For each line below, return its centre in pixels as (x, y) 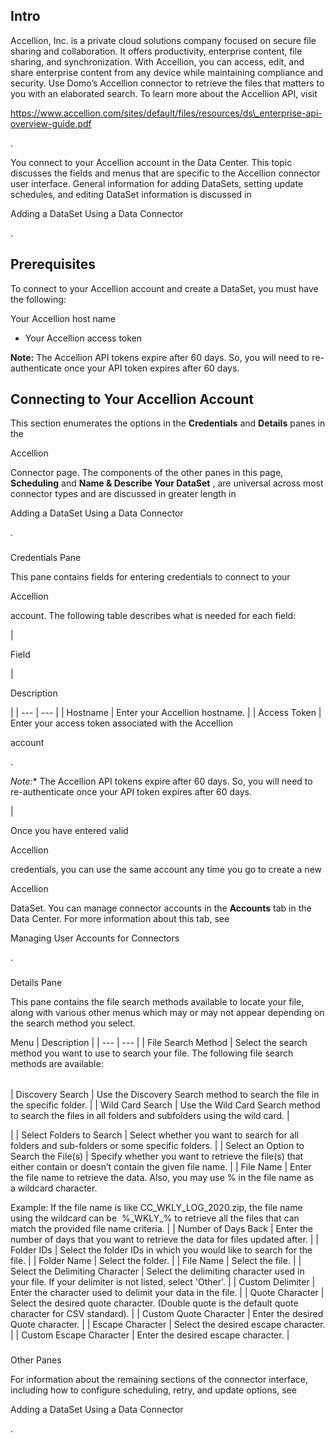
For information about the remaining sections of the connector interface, (159, 1380)
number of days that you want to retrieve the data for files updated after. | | (165, 1240)
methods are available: (57, 1064)
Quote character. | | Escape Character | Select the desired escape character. (168, 1325)
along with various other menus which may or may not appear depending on (167, 1013)
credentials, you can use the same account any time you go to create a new (166, 870)
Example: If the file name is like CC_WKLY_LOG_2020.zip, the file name (156, 1208)
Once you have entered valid (69, 831)
